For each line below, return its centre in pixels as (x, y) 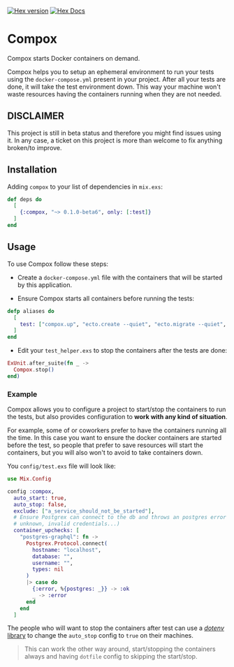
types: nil (48, 569)
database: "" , (53, 556)
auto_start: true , (41, 498)
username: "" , (53, 563)
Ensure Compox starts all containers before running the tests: (105, 298)
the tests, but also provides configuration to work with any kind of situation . (117, 417)
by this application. (44, 285)
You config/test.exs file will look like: (62, 466)
